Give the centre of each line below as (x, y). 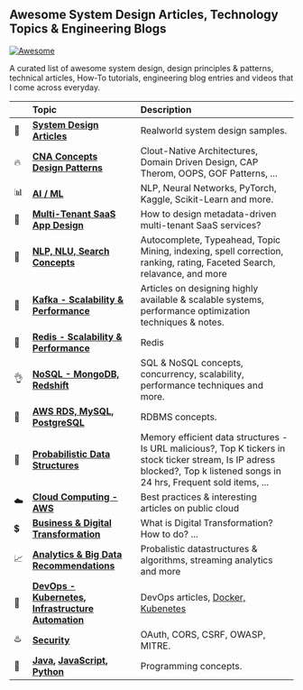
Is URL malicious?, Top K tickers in (213, 448)
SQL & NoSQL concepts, (192, 363)
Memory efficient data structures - (214, 437)
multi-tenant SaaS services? (201, 225)
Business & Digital (72, 522)
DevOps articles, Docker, (193, 597)
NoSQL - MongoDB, (76, 373)
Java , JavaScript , (70, 660)
